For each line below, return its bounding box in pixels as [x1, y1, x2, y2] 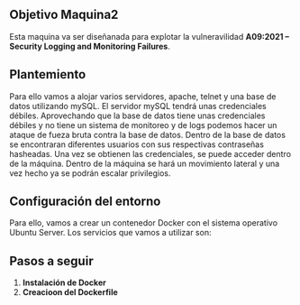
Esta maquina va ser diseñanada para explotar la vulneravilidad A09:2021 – [9, 31, 290, 42]
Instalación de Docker [22, 277, 106, 288]
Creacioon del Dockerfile [22, 287, 119, 298]
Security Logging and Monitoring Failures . [9, 41, 171, 51]
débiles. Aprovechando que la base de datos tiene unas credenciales [9, 110, 266, 121]
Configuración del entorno [9, 194, 161, 209]
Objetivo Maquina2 [9, 7, 119, 23]
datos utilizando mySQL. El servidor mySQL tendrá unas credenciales [9, 100, 268, 111]
